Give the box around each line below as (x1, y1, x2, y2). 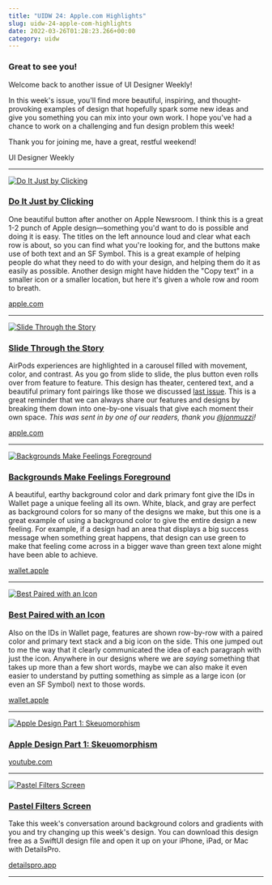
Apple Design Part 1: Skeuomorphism (8, 738, 158, 750)
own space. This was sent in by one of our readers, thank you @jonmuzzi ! (8, 412, 257, 422)
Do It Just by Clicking (8, 196, 94, 207)
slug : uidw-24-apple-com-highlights (8, 19, 132, 28)
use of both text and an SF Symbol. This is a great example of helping (8, 249, 240, 258)
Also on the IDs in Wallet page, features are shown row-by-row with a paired (8, 628, 263, 637)
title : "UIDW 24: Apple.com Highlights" (8, 11, 147, 20)
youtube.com (8, 757, 53, 767)
